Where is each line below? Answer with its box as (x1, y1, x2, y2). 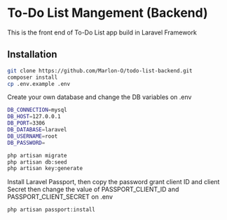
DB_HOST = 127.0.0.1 (7, 113, 61, 120)
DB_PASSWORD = (7, 139, 46, 146)
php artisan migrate (7, 152, 68, 159)
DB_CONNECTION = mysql (7, 107, 68, 114)
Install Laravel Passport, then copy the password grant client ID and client (7, 178, 220, 186)
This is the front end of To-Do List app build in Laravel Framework (7, 28, 198, 37)
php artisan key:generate (7, 165, 83, 172)
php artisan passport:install (7, 206, 96, 214)
